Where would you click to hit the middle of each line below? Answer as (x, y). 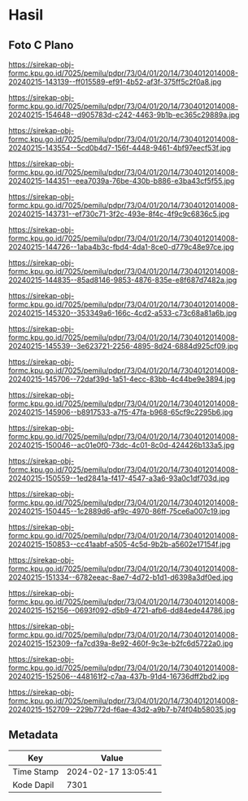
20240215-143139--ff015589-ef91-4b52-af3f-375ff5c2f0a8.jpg (115, 82)
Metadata (33, 735)
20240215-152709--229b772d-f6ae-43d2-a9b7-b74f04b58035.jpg (122, 710)
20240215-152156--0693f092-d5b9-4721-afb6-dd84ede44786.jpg (122, 610)
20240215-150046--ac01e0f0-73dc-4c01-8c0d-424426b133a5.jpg (122, 445)
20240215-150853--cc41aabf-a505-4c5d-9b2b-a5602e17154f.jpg (120, 544)
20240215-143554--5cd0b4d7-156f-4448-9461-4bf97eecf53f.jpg (120, 148)
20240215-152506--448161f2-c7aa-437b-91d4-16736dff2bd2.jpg (119, 676)
